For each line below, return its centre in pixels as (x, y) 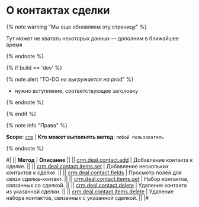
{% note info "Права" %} (37, 125)
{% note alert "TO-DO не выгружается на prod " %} (70, 79)
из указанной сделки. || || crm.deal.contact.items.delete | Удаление (90, 192)
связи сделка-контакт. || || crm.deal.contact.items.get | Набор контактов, (97, 178)
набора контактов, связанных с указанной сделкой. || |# (78, 197)
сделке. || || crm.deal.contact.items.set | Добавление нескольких (87, 166)
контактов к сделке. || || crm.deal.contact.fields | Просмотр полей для (94, 172)
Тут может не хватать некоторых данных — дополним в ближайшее (93, 38)
